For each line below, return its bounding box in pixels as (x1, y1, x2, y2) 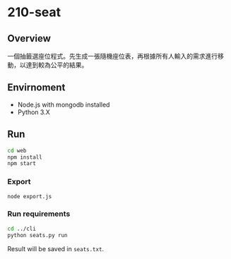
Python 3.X (17, 107, 51, 116)
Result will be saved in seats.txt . (7, 244, 105, 253)
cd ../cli (7, 225, 37, 232)
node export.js (7, 193, 52, 200)
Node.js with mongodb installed (17, 100, 110, 109)
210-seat (7, 4, 61, 20)
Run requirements (7, 209, 71, 219)
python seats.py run (7, 231, 69, 239)
